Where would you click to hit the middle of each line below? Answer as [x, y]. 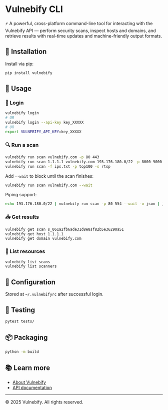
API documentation [32, 388]
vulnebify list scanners [31, 266]
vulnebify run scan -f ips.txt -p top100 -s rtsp [58, 166]
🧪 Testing [20, 310]
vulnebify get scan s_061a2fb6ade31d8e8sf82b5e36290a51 [64, 229]
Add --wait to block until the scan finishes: [49, 176]
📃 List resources [25, 251]
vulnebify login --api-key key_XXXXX [44, 123]
